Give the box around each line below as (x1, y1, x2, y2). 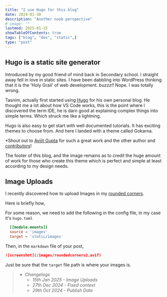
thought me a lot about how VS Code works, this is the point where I (5, 102, 146, 108)
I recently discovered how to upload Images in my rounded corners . (5, 190, 145, 197)
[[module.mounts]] (9, 225, 48, 230)
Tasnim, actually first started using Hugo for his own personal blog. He (5, 97, 151, 103)
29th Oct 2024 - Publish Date (32, 287, 93, 293)
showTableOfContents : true (5, 30, 61, 35)
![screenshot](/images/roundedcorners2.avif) (5, 253, 101, 258)
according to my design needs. (5, 163, 69, 169)
